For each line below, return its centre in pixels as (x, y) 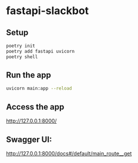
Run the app (28, 75)
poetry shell (22, 57)
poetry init (21, 46)
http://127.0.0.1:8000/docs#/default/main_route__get (69, 153)
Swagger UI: (29, 139)
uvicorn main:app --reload (39, 89)
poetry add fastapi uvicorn (41, 51)
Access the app (35, 107)
